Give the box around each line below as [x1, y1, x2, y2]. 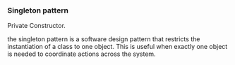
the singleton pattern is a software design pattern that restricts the [7, 35, 200, 43]
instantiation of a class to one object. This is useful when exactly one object [7, 43, 228, 51]
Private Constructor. [7, 22, 66, 30]
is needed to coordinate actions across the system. [7, 50, 157, 58]
